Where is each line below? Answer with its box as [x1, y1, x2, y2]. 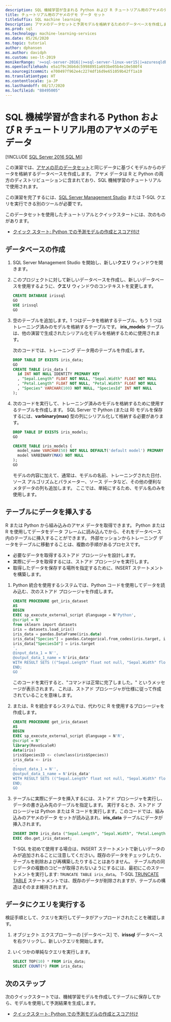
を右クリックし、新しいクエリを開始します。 [12, 938, 106, 944]
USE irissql [12, 303, 38, 308]
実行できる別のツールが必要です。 [14, 201, 85, 207]
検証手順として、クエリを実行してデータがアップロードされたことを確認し [5, 915, 161, 921]
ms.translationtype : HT [5, 74, 56, 79]
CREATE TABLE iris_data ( [12, 367, 68, 372]
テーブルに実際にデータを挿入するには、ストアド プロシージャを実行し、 [12, 795, 165, 802]
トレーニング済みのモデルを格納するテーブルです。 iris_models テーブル [12, 324, 164, 330]
